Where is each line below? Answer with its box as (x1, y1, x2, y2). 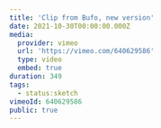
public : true (9, 105, 58, 114)
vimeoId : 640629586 (9, 96, 83, 106)
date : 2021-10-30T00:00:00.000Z (9, 22, 130, 31)
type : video (17, 55, 63, 64)
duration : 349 (9, 72, 63, 81)
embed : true (17, 64, 63, 73)
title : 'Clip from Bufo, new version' (9, 13, 155, 23)
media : (9, 30, 34, 39)
